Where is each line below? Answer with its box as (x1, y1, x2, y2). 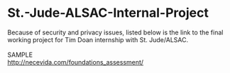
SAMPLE (7, 51, 33, 59)
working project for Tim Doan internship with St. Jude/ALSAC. (7, 35, 189, 44)
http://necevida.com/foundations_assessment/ (7, 58, 144, 66)
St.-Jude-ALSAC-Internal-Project (7, 5, 209, 21)
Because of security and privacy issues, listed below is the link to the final (7, 28, 224, 36)
